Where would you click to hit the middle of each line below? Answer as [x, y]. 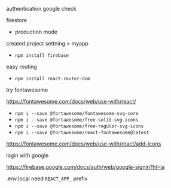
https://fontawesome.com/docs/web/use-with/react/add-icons [84, 144]
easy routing [22, 66]
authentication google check [41, 9]
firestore [17, 20]
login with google [28, 155]
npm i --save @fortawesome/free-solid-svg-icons [77, 120]
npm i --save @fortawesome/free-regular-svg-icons [79, 126]
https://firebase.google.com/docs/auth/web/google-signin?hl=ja [85, 167]
